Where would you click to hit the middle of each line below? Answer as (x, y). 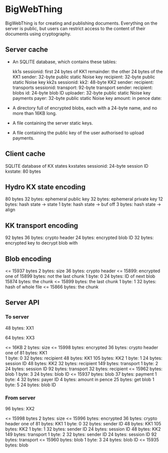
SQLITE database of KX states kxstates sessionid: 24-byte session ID (77, 166)
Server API (22, 303)
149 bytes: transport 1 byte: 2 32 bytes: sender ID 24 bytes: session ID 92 (81, 434)
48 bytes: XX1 (20, 328)
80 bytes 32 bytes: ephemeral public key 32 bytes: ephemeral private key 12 (84, 199)
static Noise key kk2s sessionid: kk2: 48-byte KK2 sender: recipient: (83, 82)
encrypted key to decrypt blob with (42, 243)
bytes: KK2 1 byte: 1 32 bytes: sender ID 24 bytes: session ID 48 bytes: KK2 (83, 429)
